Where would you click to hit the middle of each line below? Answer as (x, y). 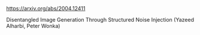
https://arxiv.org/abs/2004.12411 (46, 8)
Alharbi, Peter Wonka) (33, 26)
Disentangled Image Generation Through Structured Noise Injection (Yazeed (100, 20)
